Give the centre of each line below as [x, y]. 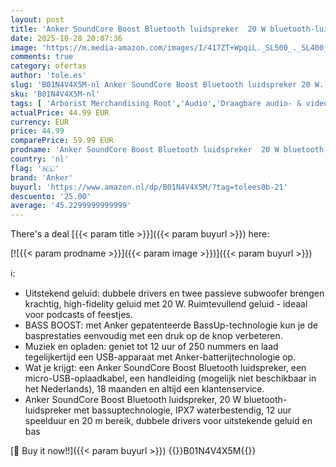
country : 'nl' [40, 159]
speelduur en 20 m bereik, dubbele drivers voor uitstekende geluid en [168, 421]
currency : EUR [40, 122]
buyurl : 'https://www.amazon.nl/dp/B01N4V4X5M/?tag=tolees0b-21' [149, 187]
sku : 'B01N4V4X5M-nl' [55, 94]
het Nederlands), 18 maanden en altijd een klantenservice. [144, 389]
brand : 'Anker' [42, 177]
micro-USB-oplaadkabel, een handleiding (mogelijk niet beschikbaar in [170, 378]
